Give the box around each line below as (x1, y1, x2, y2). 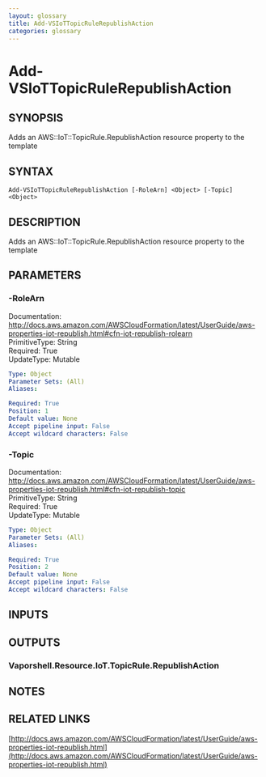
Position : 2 (8, 563, 49, 571)
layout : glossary (8, 11, 67, 20)
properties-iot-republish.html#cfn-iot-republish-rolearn (8, 329, 192, 338)
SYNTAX (8, 164, 54, 178)
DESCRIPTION (8, 215, 81, 229)
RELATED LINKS (8, 712, 91, 726)
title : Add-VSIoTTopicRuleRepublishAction (8, 19, 154, 28)
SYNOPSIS (8, 111, 64, 125)
